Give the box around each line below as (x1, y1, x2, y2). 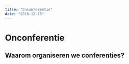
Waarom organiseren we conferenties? (5, 51, 125, 60)
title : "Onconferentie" (5, 7, 53, 12)
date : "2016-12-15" (5, 12, 44, 16)
